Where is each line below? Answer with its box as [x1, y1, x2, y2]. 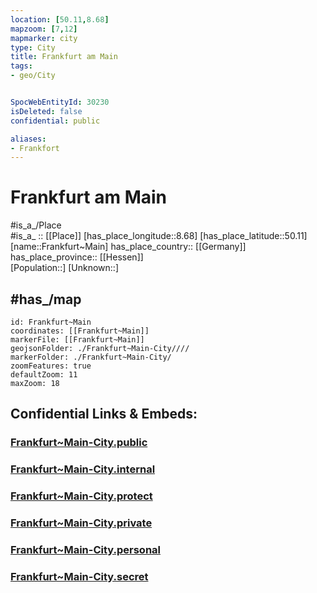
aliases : [10, 134, 47, 144]
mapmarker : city [10, 33, 78, 43]
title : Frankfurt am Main [10, 52, 118, 62]
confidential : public [10, 116, 101, 126]
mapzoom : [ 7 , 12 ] [10, 24, 78, 34]
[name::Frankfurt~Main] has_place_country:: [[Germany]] [10, 241, 247, 253]
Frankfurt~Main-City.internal [10, 462, 156, 476]
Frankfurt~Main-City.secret [10, 569, 149, 583]
